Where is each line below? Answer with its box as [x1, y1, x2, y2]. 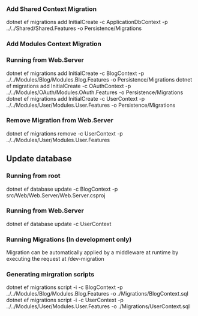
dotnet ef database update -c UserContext [6, 220, 112, 227]
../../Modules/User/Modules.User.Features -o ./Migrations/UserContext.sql [6, 303, 190, 310]
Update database [6, 154, 72, 164]
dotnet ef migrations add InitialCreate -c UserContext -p [6, 95, 145, 102]
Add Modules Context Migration [6, 40, 102, 48]
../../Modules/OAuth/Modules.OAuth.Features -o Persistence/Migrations [6, 89, 184, 96]
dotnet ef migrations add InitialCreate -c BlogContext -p [6, 70, 145, 77]
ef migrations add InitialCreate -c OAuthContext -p [6, 82, 131, 89]
